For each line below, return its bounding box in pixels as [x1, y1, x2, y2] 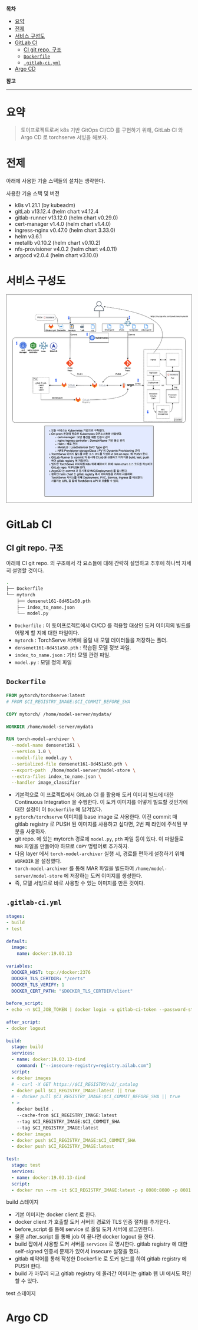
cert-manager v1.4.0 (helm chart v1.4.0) [14, 220, 111, 227]
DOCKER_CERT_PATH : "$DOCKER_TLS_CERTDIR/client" [11, 988, 133, 994]
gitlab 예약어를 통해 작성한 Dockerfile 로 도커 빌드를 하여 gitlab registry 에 [14, 1255, 187, 1262]
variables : [6, 963, 33, 969]
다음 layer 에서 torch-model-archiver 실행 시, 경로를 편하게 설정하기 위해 [14, 850, 184, 857]
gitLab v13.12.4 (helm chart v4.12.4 [14, 208, 99, 215]
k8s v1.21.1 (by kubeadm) [14, 201, 75, 208]
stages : [6, 914, 25, 919]
